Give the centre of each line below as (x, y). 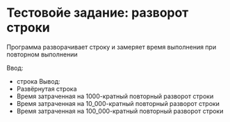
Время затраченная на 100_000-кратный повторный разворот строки (120, 111)
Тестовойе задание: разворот (98, 13)
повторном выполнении (42, 54)
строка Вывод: (38, 81)
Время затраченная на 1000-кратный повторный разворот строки (115, 96)
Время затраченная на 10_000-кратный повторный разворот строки (118, 103)
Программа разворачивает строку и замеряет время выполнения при (112, 47)
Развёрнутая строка (47, 89)
